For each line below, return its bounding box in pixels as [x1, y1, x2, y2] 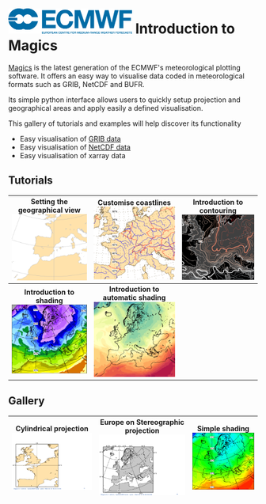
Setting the [30, 197, 69, 207]
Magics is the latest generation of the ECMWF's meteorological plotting [8, 63, 241, 72]
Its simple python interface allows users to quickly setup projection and [8, 95, 241, 104]
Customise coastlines [97, 198, 172, 207]
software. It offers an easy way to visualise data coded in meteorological [8, 71, 245, 81]
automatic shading [102, 293, 166, 302]
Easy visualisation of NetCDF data [19, 142, 131, 152]
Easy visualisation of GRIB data [19, 134, 121, 143]
